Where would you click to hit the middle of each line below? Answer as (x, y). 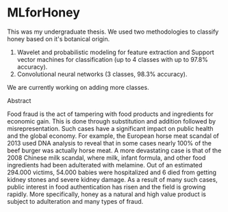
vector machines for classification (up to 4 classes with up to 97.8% (113, 59)
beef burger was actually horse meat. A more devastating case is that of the (114, 150)
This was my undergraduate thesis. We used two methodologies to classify (113, 32)
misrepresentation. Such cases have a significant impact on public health (110, 128)
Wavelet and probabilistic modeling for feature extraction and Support (115, 52)
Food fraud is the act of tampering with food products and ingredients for (110, 114)
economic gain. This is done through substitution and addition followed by (112, 121)
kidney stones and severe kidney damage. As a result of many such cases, (112, 179)
